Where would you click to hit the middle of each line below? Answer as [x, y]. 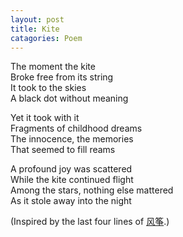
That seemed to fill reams [63, 150]
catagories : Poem [46, 38]
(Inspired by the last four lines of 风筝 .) [90, 222]
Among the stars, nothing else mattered [92, 190]
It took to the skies [48, 88]
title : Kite [35, 29]
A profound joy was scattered [71, 169]
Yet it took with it [45, 118]
